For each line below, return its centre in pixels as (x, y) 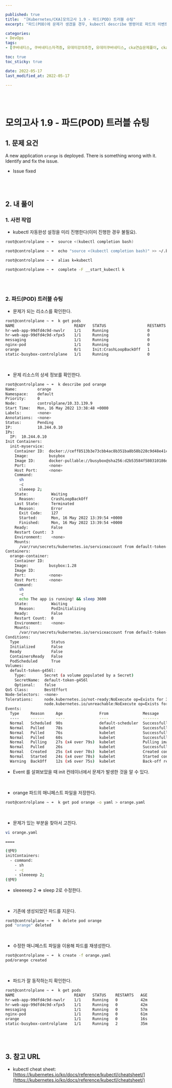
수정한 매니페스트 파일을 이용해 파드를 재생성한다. (62, 946)
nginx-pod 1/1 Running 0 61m (76, 1014)
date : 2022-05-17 (24, 71)
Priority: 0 (23, 399)
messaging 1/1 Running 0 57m (76, 1009)
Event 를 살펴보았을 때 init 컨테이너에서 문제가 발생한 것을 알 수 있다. (81, 772)
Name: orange (28, 389)
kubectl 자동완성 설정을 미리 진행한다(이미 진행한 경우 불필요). (75, 232)
